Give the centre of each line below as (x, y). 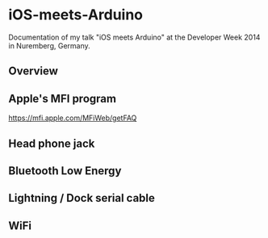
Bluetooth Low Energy (65, 171)
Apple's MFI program (63, 98)
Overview (33, 71)
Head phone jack (52, 143)
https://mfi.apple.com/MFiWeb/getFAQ (73, 118)
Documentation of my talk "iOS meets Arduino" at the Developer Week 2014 (134, 37)
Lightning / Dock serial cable (82, 198)
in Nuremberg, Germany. (49, 45)
